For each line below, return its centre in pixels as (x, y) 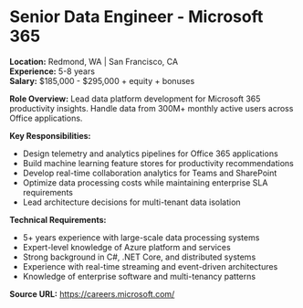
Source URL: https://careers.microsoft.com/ (92, 293)
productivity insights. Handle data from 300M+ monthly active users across (151, 108)
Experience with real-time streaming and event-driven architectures (150, 266)
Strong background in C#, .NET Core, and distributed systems (139, 257)
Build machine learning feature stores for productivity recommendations (158, 163)
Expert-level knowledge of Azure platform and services (126, 247)
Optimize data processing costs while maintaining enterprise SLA (145, 182)
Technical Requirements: (58, 219)
